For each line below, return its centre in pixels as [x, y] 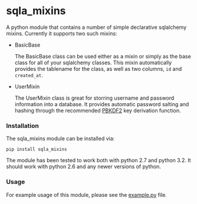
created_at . [29, 75]
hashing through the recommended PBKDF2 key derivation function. [98, 110]
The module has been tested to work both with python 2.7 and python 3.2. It [98, 160]
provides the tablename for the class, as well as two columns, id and [98, 68]
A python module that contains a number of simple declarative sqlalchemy [96, 27]
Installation [23, 126]
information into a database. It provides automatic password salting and [102, 104]
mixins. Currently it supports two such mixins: [62, 33]
